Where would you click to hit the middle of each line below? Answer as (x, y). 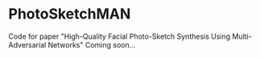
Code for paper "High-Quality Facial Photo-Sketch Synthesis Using (120, 36)
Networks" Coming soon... (92, 44)
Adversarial (27, 44)
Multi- (242, 36)
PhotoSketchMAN (70, 14)
